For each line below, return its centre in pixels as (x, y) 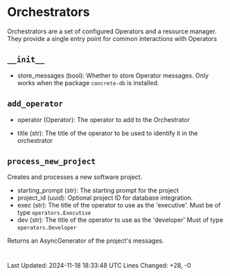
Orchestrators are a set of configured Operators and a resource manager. (112, 31)
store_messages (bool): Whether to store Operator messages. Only (113, 75)
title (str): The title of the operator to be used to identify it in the (107, 133)
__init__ (26, 60)
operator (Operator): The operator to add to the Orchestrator (104, 119)
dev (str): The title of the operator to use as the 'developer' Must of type (120, 220)
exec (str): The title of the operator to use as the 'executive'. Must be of (119, 205)
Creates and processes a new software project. (75, 177)
